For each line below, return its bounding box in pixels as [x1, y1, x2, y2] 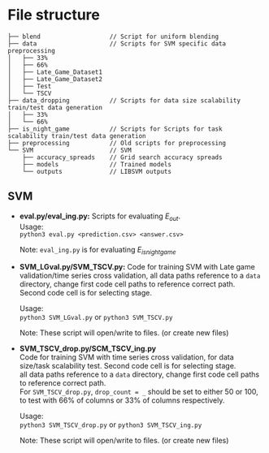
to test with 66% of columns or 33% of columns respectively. [19, 395, 225, 405]
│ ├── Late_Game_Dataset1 [7, 67, 103, 76]
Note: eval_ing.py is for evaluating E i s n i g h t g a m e [19, 244, 176, 257]
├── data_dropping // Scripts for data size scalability [7, 96, 241, 105]
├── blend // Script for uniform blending [7, 32, 219, 41]
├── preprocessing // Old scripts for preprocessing [7, 139, 227, 147]
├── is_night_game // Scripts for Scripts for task [7, 124, 223, 133]
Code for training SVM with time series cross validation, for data [19, 352, 235, 362]
